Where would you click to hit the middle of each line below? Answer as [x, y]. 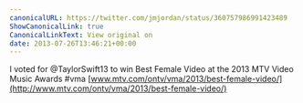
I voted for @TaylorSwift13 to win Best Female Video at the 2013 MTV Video [151, 69]
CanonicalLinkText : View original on [81, 35]
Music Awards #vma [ [50, 79]
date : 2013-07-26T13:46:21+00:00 [73, 43]
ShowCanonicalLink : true [57, 26]
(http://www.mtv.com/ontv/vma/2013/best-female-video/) [118, 88]
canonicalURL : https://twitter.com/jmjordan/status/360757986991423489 [148, 18]
